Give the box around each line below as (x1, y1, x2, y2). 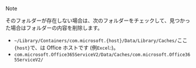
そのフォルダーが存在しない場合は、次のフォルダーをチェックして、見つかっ (5, 17, 190, 24)
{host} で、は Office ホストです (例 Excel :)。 (13, 44, 119, 51)
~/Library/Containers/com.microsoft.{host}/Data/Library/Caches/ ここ (13, 37, 188, 43)
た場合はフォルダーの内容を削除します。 (5, 25, 103, 31)
